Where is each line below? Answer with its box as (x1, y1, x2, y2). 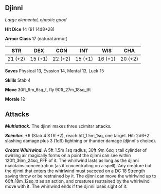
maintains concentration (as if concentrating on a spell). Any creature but (5, 162, 152, 168)
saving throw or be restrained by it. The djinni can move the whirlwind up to (5, 173, 157, 179)
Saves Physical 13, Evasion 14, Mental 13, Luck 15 (5, 68, 104, 73)
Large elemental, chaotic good (5, 17, 67, 22)
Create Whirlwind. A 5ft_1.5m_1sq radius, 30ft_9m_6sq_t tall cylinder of (5, 147, 147, 153)
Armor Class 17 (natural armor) (5, 35, 68, 41)
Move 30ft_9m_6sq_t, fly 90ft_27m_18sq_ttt (5, 87, 91, 92)
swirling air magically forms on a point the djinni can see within (5, 152, 131, 158)
